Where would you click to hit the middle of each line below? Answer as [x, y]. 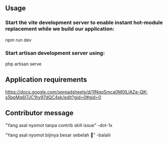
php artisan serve [23, 64]
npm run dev [18, 40]
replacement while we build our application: [60, 29]
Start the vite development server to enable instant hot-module [84, 23]
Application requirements [46, 80]
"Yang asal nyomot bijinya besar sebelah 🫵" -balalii [58, 135]
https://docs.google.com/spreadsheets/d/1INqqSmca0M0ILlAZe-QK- [77, 92]
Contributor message [39, 113]
